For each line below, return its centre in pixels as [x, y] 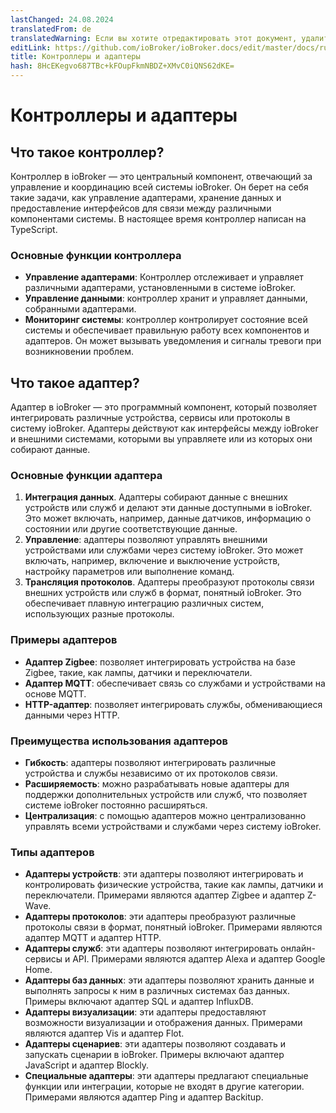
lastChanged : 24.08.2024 [62, 19]
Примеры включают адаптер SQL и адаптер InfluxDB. [139, 1002]
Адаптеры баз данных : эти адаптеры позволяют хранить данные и [169, 980]
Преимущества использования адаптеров [119, 741]
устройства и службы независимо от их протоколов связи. [151, 773]
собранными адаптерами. [80, 309]
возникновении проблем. [79, 352]
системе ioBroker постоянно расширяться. [116, 805]
